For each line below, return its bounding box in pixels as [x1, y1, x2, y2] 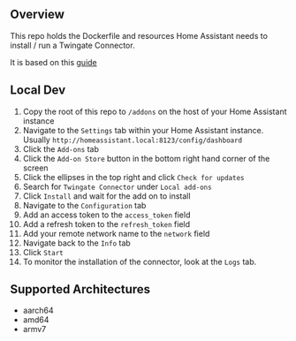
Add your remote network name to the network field [22, 228, 210, 239]
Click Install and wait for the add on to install [22, 190, 191, 201]
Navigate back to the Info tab [22, 238, 131, 248]
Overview [10, 7, 65, 22]
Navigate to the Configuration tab [22, 200, 147, 210]
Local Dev [10, 83, 66, 98]
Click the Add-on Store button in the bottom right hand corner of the [22, 153, 270, 163]
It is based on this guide [10, 57, 98, 67]
